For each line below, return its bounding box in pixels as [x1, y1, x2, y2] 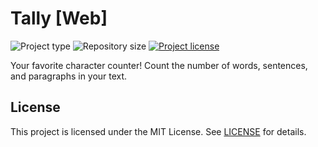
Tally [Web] [10, 7, 108, 30]
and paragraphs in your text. [10, 70, 128, 82]
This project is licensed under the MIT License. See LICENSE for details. [10, 125, 307, 137]
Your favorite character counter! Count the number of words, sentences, [10, 59, 308, 71]
